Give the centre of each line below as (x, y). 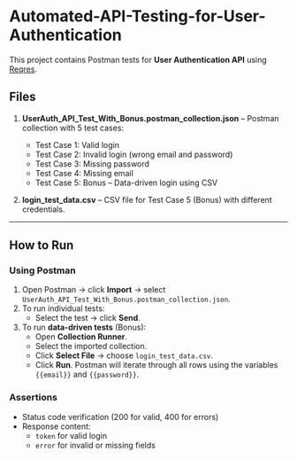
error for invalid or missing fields (95, 445)
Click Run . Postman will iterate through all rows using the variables (156, 365)
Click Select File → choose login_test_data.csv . (124, 355)
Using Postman (43, 270)
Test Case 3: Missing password (92, 163)
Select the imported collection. (91, 346)
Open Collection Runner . (81, 337)
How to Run (42, 245)
